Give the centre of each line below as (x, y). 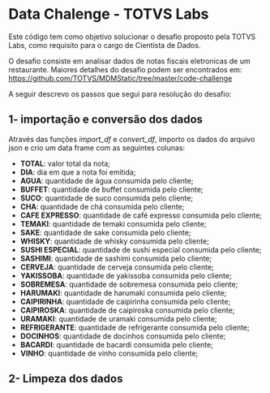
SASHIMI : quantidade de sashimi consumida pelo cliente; (116, 258)
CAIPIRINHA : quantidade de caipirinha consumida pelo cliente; (125, 301)
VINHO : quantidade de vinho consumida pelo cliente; (109, 353)
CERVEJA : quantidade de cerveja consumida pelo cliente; (117, 267)
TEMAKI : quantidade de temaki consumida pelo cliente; (113, 223)
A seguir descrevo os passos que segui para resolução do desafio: (120, 93)
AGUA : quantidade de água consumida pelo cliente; (107, 180)
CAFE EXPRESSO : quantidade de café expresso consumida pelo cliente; (141, 215)
